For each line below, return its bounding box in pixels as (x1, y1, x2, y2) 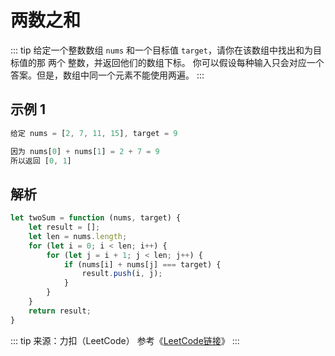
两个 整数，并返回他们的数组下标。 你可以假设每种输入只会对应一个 (47, 56, 325, 68)
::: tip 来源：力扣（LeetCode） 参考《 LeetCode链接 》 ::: (10, 334, 240, 346)
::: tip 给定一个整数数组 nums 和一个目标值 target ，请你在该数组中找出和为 (10, 44, 313, 56)
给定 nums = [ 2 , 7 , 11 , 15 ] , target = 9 (10, 128, 178, 138)
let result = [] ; (28, 222, 101, 233)
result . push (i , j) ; (81, 269, 163, 279)
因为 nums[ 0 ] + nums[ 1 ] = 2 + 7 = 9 (10, 146, 160, 156)
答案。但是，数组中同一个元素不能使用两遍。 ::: (10, 69, 205, 81)
